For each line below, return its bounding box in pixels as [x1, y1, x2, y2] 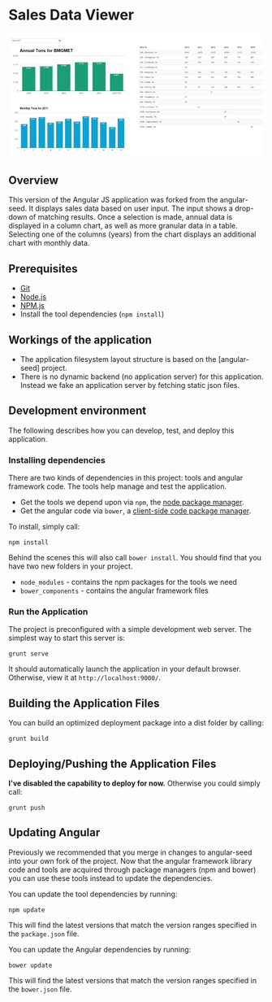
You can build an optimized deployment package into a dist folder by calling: [8, 718, 264, 728]
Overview [8, 173, 59, 187]
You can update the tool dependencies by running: [8, 889, 178, 899]
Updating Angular [8, 826, 101, 839]
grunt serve [8, 650, 49, 658]
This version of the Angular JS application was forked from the [8, 195, 218, 205]
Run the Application [8, 606, 89, 617]
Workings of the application [8, 333, 153, 346]
